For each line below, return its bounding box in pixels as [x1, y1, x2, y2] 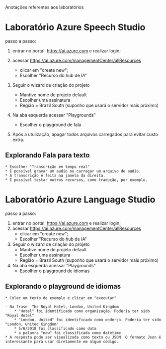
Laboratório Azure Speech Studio [5, 22, 146, 33]
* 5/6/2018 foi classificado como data [14, 326, 97, 331]
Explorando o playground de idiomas [5, 282, 121, 291]
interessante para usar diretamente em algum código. [5, 339, 119, 344]
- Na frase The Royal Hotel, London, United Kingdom [5, 304, 119, 309]
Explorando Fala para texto [5, 151, 90, 160]
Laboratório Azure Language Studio [5, 194, 156, 205]
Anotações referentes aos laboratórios [5, 4, 84, 10]
